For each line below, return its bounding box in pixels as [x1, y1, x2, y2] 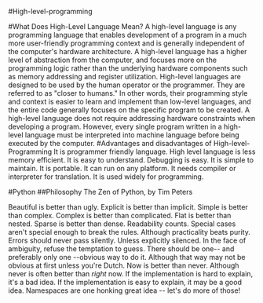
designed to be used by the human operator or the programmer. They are [8, 80, 246, 89]
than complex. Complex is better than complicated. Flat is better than [8, 211, 232, 220]
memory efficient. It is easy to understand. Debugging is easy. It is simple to [8, 155, 254, 164]
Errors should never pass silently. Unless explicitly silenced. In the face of [8, 235, 247, 245]
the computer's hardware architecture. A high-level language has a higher [8, 47, 247, 56]
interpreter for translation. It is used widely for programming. [8, 172, 204, 181]
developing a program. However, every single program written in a [8, 122, 222, 131]
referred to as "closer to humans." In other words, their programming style [8, 89, 248, 97]
